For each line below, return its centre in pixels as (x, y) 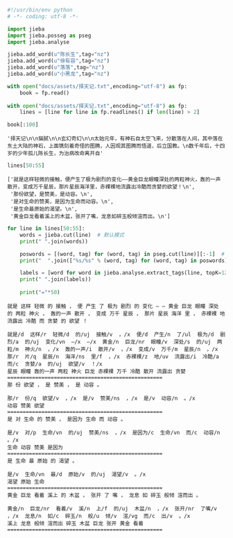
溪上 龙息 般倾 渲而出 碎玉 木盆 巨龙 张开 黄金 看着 (76, 523)
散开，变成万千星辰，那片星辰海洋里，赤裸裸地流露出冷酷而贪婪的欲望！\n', (101, 187)
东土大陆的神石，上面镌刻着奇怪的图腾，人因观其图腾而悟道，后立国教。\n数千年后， (111, 146)
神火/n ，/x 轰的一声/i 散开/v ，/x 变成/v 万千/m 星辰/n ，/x (121, 349)
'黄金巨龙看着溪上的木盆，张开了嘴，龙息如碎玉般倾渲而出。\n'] (90, 216)
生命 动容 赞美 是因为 (35, 447)
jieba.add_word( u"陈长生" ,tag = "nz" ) (59, 55)
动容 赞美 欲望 (26, 406)
